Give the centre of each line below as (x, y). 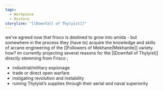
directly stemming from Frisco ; (37, 58)
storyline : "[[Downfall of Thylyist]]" (46, 23)
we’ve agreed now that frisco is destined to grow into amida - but (71, 37)
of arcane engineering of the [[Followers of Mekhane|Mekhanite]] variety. (79, 48)
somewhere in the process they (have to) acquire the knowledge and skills (80, 43)
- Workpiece (22, 14)
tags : (11, 10)
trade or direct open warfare (41, 73)
